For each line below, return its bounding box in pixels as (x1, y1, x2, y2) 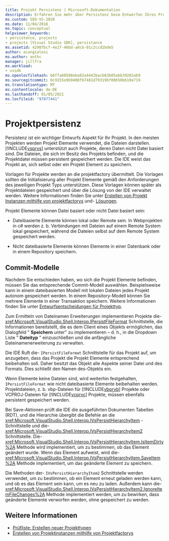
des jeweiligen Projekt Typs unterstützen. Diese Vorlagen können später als (5, 182, 162, 188)
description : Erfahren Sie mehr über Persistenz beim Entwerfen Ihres (5, 12, 156, 17)
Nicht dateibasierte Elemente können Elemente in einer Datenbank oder (12, 243, 161, 249)
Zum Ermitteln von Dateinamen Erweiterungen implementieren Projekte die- (5, 313, 162, 319)
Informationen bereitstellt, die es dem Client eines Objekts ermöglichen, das (5, 324, 162, 330)
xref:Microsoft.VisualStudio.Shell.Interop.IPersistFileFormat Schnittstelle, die (5, 318, 163, 324)
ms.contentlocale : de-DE (5, 87, 57, 92)
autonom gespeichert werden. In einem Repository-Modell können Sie (5, 293, 150, 299)
